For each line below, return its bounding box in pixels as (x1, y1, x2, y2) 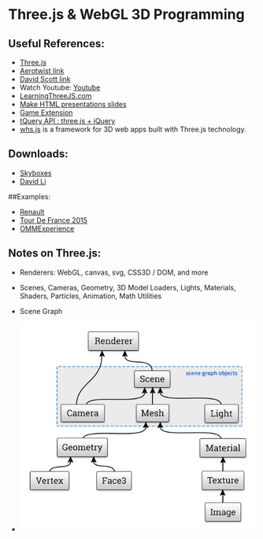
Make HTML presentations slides (19, 100, 128, 109)
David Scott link (19, 75, 71, 83)
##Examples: (8, 191, 51, 201)
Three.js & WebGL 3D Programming (8, 6, 246, 24)
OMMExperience (19, 223, 75, 233)
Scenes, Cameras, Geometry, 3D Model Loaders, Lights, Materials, (19, 282, 236, 292)
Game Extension (19, 108, 73, 117)
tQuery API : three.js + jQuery (19, 116, 116, 125)
